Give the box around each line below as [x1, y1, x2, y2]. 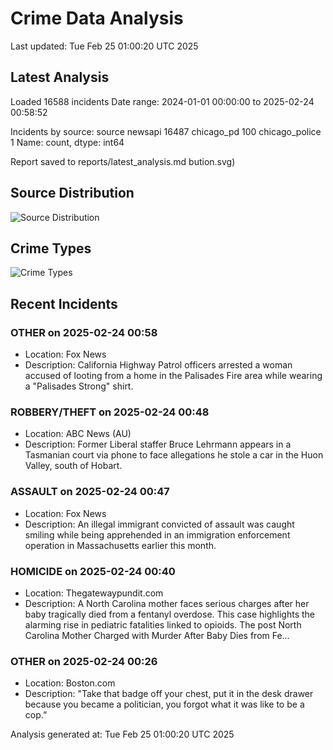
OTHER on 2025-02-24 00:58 [10, 325, 158, 339]
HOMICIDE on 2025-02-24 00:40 [10, 564, 176, 578]
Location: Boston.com [24, 677, 116, 689]
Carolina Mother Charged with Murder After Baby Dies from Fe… [24, 629, 290, 641]
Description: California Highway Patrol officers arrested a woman [24, 359, 293, 371]
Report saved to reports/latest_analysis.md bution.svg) [10, 155, 236, 167]
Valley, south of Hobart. [24, 460, 123, 472]
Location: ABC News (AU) [24, 428, 132, 440]
